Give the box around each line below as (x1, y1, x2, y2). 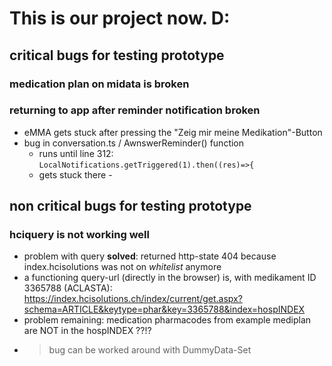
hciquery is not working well (9, 228, 150, 242)
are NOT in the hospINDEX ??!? (23, 325, 152, 337)
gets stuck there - (38, 168, 113, 181)
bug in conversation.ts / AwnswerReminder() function (23, 137, 245, 149)
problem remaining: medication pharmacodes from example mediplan (23, 314, 312, 326)
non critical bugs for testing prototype (9, 198, 252, 215)
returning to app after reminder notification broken (9, 103, 261, 117)
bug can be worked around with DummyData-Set (48, 344, 252, 356)
